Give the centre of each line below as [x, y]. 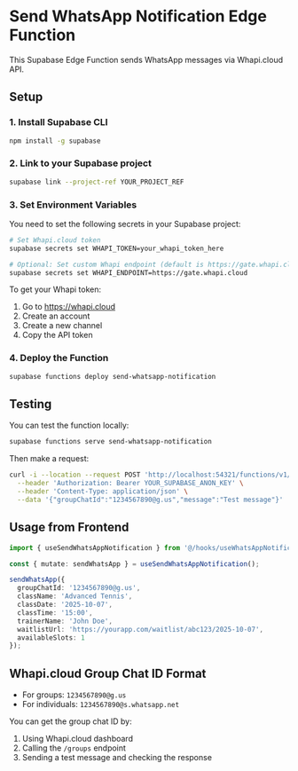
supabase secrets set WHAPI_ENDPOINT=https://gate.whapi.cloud [129, 272]
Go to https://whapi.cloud [69, 307]
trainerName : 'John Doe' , [65, 621]
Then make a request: [49, 459]
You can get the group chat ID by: [71, 721]
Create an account [56, 316]
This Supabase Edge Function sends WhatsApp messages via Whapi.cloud [146, 59]
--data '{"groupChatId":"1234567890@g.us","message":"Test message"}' [150, 500]
